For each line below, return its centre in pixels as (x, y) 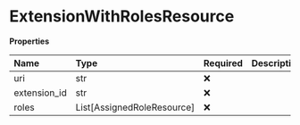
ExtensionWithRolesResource (122, 17)
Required (223, 62)
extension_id (40, 93)
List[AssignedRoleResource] (135, 107)
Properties (29, 41)
